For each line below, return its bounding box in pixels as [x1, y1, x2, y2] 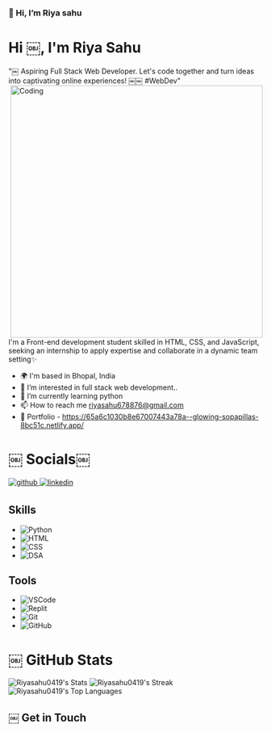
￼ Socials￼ [8, 450, 90, 469]
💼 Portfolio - [19, 412, 60, 421]
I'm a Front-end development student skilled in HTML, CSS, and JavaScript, [8, 337, 260, 346]
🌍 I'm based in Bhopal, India [19, 370, 115, 380]
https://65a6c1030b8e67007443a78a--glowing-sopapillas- [61, 412, 260, 421]
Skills [8, 504, 36, 517]
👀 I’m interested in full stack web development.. [19, 383, 178, 392]
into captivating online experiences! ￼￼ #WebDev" [8, 76, 181, 86]
